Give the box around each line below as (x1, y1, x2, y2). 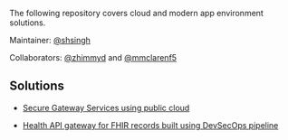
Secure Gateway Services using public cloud (22, 102, 190, 113)
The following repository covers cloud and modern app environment (9, 8, 264, 18)
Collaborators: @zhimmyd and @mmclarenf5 (9, 52, 178, 62)
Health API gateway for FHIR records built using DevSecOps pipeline (22, 119, 279, 130)
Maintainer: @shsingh (9, 35, 91, 45)
